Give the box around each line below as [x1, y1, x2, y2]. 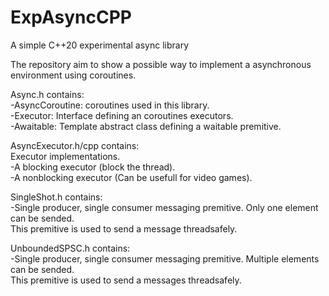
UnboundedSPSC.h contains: [10, 242, 131, 254]
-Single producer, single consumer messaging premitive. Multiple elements [10, 252, 320, 265]
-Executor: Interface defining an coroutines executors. [10, 109, 234, 121]
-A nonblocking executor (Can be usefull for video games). [10, 171, 253, 183]
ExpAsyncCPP [10, 6, 132, 29]
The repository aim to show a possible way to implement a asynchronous [10, 58, 312, 70]
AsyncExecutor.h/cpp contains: [10, 139, 140, 151]
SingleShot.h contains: [10, 191, 103, 203]
